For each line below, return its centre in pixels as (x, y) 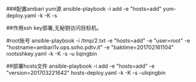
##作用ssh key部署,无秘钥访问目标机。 (54, 28)
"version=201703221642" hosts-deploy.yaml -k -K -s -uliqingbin (86, 73)
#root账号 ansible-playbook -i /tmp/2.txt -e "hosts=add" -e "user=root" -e (98, 40)
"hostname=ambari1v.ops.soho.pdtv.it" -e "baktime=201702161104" (90, 47)
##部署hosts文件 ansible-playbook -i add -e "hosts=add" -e (81, 66)
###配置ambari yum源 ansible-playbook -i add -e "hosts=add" (84, 9)
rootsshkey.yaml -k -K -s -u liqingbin (52, 54)
